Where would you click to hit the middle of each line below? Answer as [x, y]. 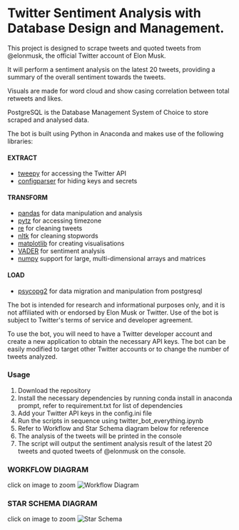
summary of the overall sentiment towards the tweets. [87, 77]
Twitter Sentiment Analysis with [104, 13]
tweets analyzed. [32, 356]
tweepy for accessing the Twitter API [72, 173]
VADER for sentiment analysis [61, 251]
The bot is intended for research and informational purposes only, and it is [116, 305]
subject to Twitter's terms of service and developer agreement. [100, 320]
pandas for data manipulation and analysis [80, 213]
